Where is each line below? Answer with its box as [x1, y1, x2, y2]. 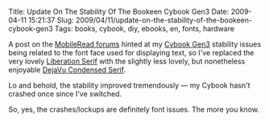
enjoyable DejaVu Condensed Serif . [8, 65, 126, 75]
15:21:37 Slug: [27, 15, 74, 25]
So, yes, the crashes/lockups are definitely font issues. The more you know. [8, 104, 260, 114]
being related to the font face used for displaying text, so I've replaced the [8, 48, 255, 57]
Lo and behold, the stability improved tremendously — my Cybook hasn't [8, 80, 251, 90]
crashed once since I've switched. [8, 89, 122, 99]
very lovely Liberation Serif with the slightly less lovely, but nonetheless [8, 56, 246, 66]
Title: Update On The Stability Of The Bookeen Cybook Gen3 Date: [8, 7, 230, 16]
